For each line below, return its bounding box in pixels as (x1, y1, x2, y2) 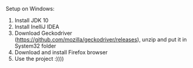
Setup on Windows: (5, 5, 55, 12)
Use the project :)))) (14, 55, 64, 62)
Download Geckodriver (14, 29, 72, 37)
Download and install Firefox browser (14, 49, 108, 56)
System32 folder (14, 42, 56, 49)
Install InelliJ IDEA (14, 23, 59, 30)
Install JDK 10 (14, 17, 49, 23)
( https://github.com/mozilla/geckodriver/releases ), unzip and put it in (14, 36, 188, 43)
